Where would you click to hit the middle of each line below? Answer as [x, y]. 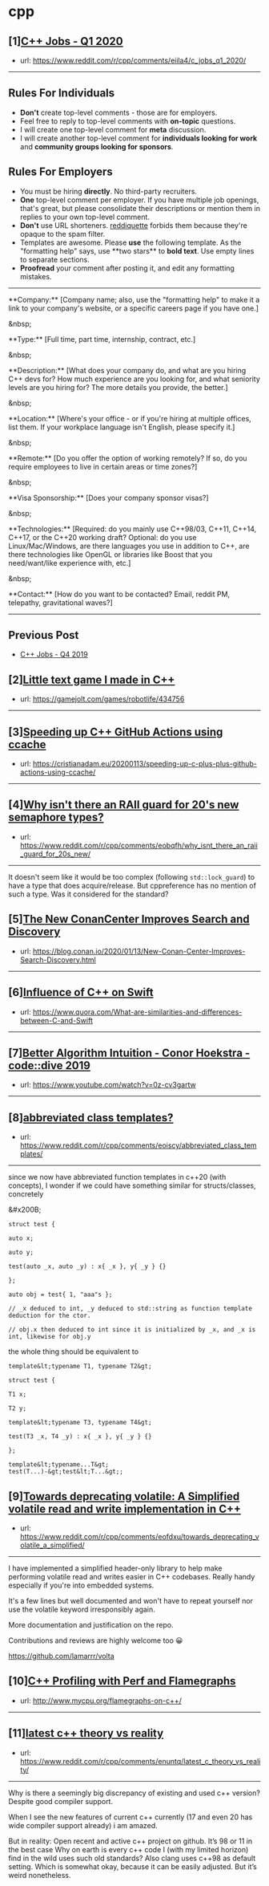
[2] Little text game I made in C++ [92, 679]
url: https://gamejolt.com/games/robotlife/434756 [102, 699]
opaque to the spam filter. [62, 234]
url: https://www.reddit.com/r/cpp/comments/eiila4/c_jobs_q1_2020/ [133, 60]
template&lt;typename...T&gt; [59, 1465]
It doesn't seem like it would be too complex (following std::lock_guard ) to [131, 876]
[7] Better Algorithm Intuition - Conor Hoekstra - [129, 1053]
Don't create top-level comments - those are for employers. [118, 112]
